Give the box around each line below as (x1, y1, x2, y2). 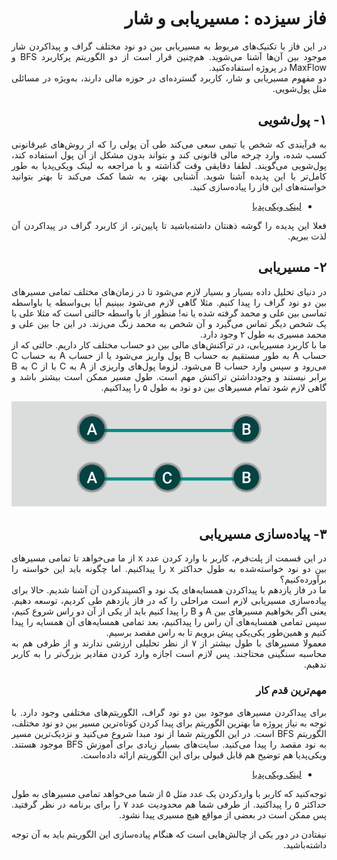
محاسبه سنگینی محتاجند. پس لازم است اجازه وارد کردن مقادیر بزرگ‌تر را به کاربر (11, 648, 327, 660)
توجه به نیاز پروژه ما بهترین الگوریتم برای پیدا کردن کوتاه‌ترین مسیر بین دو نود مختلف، (11, 717, 327, 729)
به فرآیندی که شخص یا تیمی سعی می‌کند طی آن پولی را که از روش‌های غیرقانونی (11, 138, 327, 150)
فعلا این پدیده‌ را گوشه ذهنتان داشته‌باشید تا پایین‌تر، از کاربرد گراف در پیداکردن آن (11, 219, 327, 231)
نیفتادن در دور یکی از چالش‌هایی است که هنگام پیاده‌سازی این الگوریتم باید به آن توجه (11, 828, 327, 840)
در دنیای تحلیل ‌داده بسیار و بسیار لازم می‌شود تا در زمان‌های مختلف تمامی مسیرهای (11, 285, 327, 297)
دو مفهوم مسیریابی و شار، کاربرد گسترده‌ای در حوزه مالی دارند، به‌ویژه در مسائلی (11, 72, 327, 84)
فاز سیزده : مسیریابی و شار (124, 7, 327, 30)
